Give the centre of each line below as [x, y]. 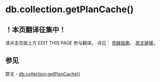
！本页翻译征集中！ [36, 29]
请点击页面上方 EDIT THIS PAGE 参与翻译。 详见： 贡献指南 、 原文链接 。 [82, 43]
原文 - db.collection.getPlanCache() [43, 74]
